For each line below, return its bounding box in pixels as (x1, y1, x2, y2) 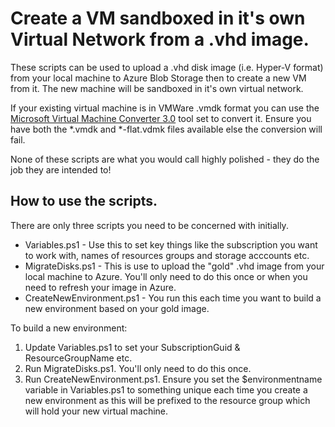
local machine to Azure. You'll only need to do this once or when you (24, 270, 308, 282)
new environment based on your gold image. (24, 302, 210, 314)
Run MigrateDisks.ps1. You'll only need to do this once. (24, 362, 252, 374)
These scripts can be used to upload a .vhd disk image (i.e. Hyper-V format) (10, 61, 324, 73)
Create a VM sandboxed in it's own (10, 7, 306, 30)
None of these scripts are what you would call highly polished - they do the (10, 153, 320, 165)
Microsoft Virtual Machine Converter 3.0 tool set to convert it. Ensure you (10, 112, 312, 124)
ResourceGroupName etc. (24, 352, 133, 364)
